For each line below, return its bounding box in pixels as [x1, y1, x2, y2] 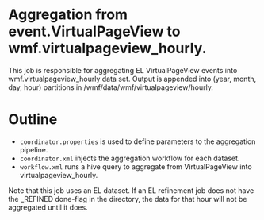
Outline [8, 110, 58, 129]
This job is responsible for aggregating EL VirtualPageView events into [8, 65, 238, 75]
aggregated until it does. [8, 203, 89, 212]
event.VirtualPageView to [8, 22, 181, 41]
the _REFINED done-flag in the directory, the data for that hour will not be [8, 194, 247, 203]
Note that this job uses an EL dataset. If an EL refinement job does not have [8, 185, 254, 195]
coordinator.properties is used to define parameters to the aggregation [19, 137, 256, 146]
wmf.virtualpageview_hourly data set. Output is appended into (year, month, [8, 74, 257, 83]
